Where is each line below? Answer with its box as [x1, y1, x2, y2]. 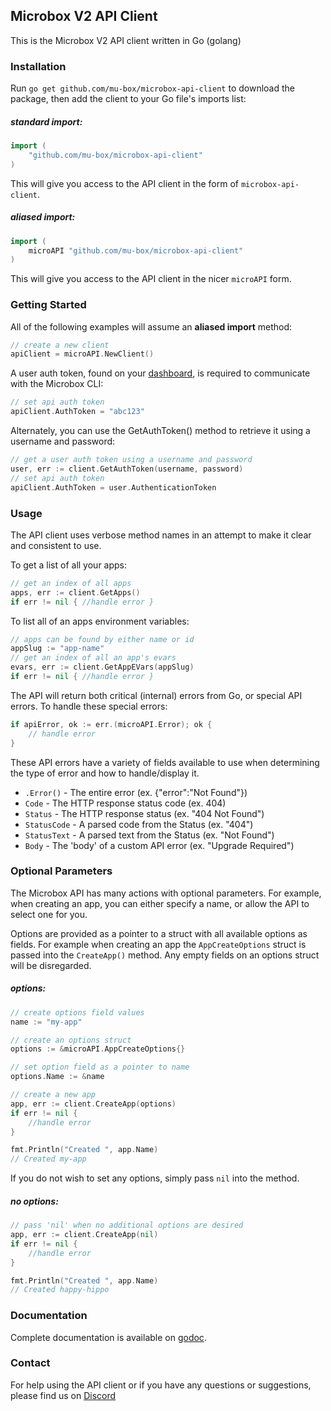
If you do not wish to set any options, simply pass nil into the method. [10, 1172, 300, 1184]
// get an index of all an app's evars [10, 653, 177, 663]
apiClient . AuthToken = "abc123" [10, 407, 145, 417]
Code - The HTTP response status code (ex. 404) [24, 797, 227, 809]
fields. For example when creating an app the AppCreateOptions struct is [10, 938, 307, 950]
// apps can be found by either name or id [10, 634, 195, 644]
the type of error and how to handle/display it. [10, 767, 200, 779]
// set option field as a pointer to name [10, 1062, 190, 1073]
